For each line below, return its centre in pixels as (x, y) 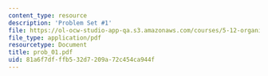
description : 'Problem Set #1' (60, 23)
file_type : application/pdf (55, 38)
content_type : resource (48, 15)
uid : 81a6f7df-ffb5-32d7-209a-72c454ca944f (82, 60)
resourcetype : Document (48, 45)
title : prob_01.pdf (41, 52)
